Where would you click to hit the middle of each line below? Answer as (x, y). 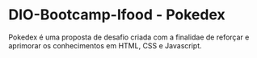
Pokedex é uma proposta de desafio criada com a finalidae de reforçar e (129, 37)
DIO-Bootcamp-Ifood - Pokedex (117, 15)
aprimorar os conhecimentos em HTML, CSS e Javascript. (105, 45)
